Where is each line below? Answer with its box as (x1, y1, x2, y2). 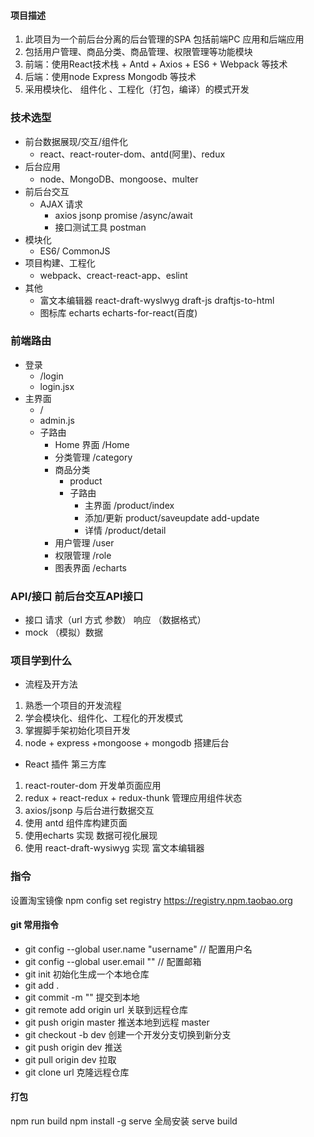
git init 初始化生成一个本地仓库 (24, 968, 150, 980)
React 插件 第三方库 (24, 758, 107, 770)
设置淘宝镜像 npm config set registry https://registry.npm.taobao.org (10, 894, 293, 906)
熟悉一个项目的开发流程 (24, 700, 122, 712)
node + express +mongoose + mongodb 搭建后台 (24, 737, 230, 749)
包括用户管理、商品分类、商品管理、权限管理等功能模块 (24, 46, 253, 58)
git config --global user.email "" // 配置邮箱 (24, 955, 202, 967)
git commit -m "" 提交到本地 (24, 991, 140, 1003)
